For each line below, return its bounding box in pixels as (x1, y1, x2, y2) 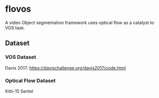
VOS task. (5, 24, 26, 30)
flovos (5, 3, 31, 15)
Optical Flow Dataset (5, 77, 56, 84)
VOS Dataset (5, 54, 36, 61)
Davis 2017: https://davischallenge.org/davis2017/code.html (5, 65, 126, 71)
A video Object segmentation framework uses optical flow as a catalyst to (5, 20, 155, 25)
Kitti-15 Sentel (5, 88, 33, 94)
